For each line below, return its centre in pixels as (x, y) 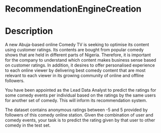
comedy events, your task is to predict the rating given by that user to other (80, 120)
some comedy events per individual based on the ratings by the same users (80, 95)
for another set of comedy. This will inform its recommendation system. (76, 100)
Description (29, 31)
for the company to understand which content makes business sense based (80, 60)
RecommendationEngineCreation (73, 9)
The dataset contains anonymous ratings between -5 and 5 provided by (76, 110)
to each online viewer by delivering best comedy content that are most (75, 70)
